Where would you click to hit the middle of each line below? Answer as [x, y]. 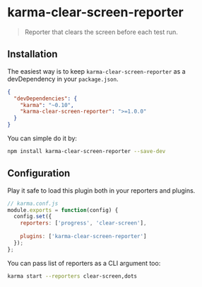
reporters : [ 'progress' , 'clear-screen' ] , [83, 223]
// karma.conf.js [33, 203]
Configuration [39, 173]
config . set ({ [33, 217]
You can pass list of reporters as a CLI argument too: [84, 263]
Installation [32, 54]
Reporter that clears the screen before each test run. [101, 32]
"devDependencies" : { [46, 99]
